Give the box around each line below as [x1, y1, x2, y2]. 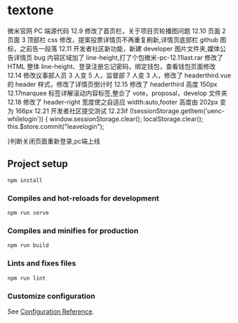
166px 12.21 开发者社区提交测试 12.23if [15, 106, 129, 115]
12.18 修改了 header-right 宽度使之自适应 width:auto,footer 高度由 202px [7, 97, 219, 106]
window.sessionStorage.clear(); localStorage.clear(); [49, 115, 204, 123]
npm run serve [7, 209, 50, 217]
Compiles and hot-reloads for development [7, 193, 160, 203]
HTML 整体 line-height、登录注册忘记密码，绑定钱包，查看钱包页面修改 [7, 62, 216, 70]
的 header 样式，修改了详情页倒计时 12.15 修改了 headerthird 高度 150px [7, 80, 218, 88]
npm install [7, 176, 43, 184]
